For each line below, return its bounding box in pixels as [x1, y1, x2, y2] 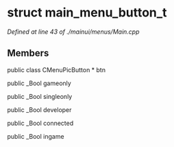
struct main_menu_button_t [7, 5, 167, 21]
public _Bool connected [7, 119, 74, 127]
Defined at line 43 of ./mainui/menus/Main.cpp [7, 27, 140, 36]
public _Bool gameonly [7, 79, 72, 87]
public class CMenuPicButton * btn [7, 65, 106, 73]
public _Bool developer [7, 105, 72, 114]
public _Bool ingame [7, 132, 64, 140]
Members [7, 47, 49, 59]
